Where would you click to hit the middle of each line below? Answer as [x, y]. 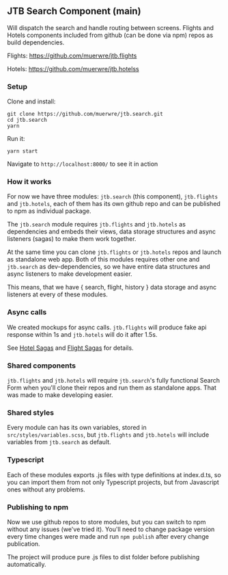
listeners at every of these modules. [57, 294]
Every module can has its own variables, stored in [77, 428]
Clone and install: [31, 101]
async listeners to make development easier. [70, 274]
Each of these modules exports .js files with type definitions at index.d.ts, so [114, 474]
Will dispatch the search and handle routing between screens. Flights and [110, 27]
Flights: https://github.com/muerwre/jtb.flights [72, 55]
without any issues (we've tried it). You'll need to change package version [111, 529]
